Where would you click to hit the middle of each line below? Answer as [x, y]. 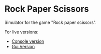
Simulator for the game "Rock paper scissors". [51, 22]
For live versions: [22, 32]
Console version [28, 41]
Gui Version [23, 46]
